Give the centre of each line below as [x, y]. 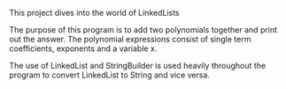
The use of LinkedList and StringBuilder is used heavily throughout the [138, 66]
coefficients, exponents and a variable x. [83, 48]
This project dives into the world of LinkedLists [94, 13]
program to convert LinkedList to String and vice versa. [110, 75]
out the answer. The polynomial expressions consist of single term [130, 39]
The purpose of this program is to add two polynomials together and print [143, 30]
